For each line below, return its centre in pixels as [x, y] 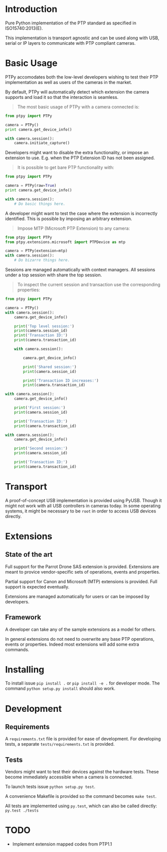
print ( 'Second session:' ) [41, 448]
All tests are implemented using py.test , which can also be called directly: [81, 806]
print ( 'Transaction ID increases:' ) [61, 381]
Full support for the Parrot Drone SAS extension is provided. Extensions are [82, 566]
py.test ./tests [22, 811]
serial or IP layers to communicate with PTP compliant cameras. [70, 43]
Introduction [31, 9]
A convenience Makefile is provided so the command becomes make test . [81, 796]
